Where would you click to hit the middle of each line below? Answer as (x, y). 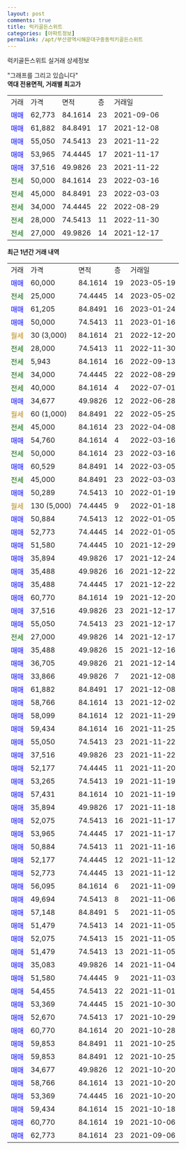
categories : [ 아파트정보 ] (41, 33)
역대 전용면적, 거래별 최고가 (44, 84)
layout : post (26, 14)
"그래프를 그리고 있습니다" (43, 76)
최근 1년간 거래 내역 (33, 252)
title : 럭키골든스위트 (35, 27)
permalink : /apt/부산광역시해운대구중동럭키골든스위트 (75, 40)
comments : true (29, 20)
